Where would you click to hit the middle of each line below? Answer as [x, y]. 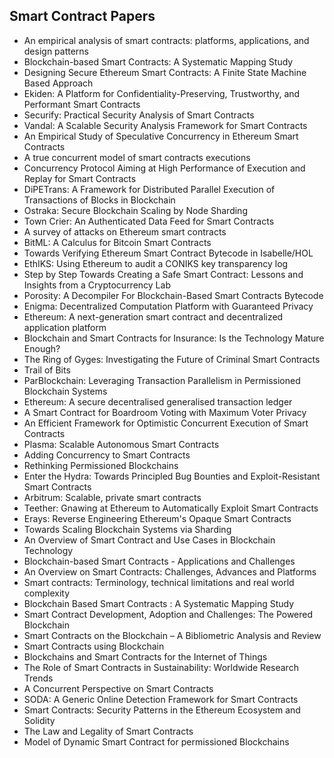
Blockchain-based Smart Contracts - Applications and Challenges [159, 561]
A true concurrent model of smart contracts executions [137, 157]
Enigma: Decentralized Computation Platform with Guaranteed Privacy [168, 306]
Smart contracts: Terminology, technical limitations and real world [159, 582]
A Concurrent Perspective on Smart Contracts [118, 688]
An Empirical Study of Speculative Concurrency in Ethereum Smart [161, 136]
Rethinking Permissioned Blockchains [101, 465]
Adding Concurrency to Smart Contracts [107, 455]
